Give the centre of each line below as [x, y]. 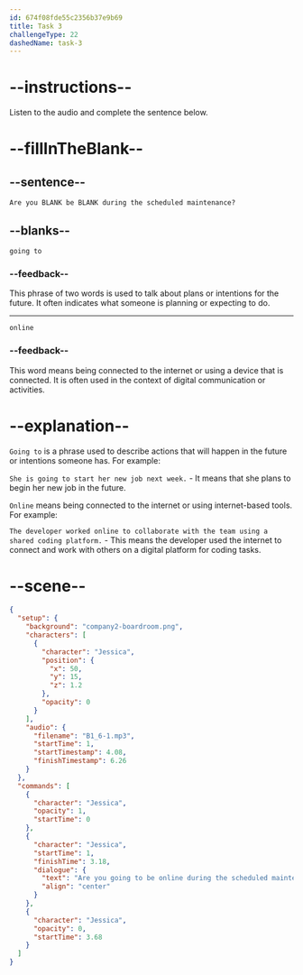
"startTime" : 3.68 [68, 937]
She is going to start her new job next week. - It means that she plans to [150, 478]
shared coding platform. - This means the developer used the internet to [146, 540]
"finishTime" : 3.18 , [72, 861]
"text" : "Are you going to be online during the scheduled [155, 878]
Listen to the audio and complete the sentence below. [109, 113]
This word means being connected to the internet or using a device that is [147, 370]
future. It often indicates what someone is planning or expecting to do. [140, 303]
